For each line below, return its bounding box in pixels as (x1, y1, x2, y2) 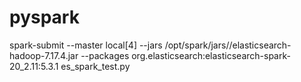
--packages (80, 49, 130, 61)
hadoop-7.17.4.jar (9, 49, 79, 61)
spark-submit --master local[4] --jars (9, 39, 163, 51)
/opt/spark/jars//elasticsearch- (164, 39, 292, 51)
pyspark (9, 6, 80, 29)
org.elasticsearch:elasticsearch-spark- (131, 49, 291, 61)
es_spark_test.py (60, 60, 131, 72)
